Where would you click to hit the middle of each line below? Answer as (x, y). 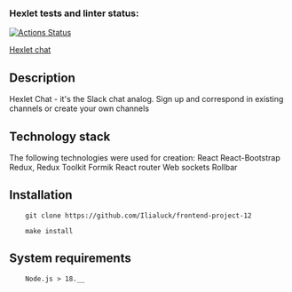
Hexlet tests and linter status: (74, 13)
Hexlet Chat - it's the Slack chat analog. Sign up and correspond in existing (146, 99)
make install (49, 231)
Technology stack (60, 136)
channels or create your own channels (79, 108)
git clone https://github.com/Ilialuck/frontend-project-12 (138, 216)
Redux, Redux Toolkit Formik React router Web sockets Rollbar (123, 167)
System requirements (70, 259)
